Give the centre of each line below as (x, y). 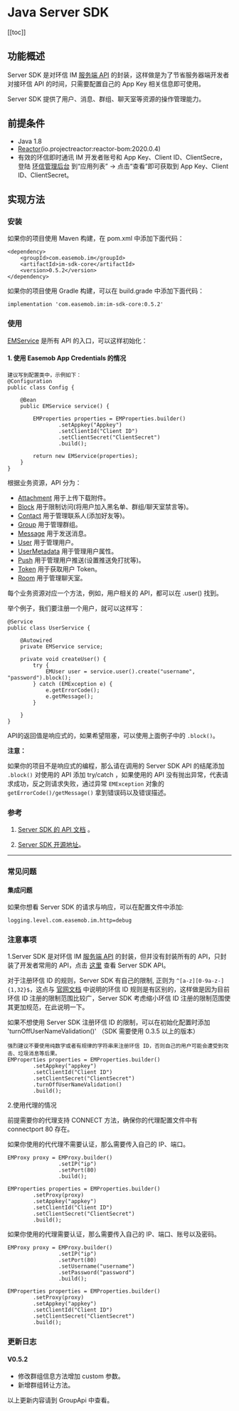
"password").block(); (39, 677)
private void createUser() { (63, 659)
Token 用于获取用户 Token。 (59, 569)
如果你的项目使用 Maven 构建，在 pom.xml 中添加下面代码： (96, 239)
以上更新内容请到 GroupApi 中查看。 (60, 1400)
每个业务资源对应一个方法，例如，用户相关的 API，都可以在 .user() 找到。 (115, 593)
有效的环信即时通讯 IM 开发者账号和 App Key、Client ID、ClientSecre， (122, 157)
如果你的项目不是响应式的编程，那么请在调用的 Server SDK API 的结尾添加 (116, 766)
